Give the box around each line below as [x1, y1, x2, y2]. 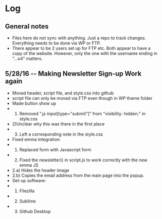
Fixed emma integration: [12, 136, 61, 142]
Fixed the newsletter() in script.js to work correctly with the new [19, 157, 147, 163]
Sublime [19, 198, 36, 204]
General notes [5, 22, 49, 31]
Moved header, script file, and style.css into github [12, 90, 114, 96]
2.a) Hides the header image [12, 167, 70, 173]
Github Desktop [19, 208, 51, 214]
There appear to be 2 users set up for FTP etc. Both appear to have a [12, 46, 151, 51]
